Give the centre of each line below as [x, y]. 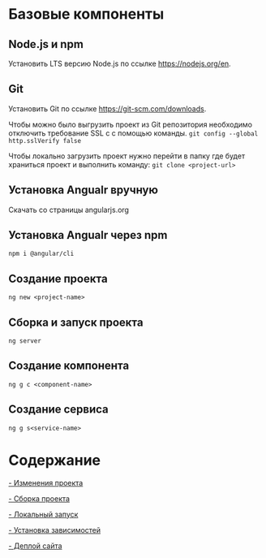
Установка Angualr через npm [88, 235]
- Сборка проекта [39, 498]
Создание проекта [58, 278]
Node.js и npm [46, 44]
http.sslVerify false [45, 141]
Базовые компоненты [86, 14]
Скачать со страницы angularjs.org [69, 210]
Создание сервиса [59, 410]
